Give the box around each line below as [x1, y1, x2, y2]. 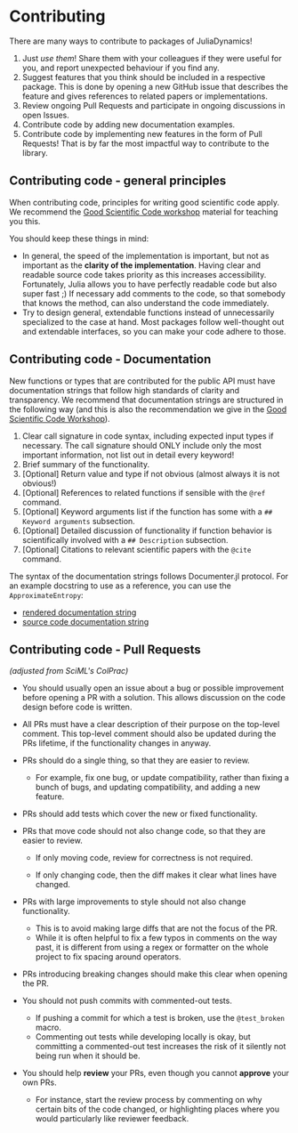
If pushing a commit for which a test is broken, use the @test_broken [35, 1013, 285, 1024]
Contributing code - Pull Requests [9, 642, 202, 657]
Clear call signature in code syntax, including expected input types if [21, 430, 274, 441]
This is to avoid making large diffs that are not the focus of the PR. [35, 923, 278, 934]
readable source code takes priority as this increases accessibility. [21, 269, 267, 279]
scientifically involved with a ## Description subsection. [21, 534, 229, 545]
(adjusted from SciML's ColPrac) [9, 666, 129, 676]
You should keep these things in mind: [9, 233, 149, 244]
